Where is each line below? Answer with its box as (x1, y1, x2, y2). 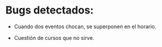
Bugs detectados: (5, 4, 94, 17)
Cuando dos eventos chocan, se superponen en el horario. (14, 23, 157, 30)
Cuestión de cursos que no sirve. (14, 34, 95, 41)
